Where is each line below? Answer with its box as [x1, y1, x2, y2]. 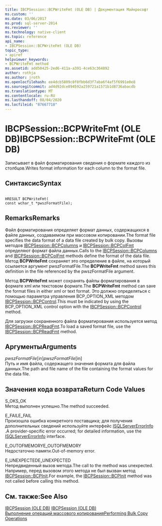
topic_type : [5, 48, 29, 53]
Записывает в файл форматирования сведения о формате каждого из [5, 160, 150, 166]
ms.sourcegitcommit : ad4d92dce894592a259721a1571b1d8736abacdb [5, 84, 136, 89]
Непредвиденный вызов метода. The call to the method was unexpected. [5, 463, 154, 469]
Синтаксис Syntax [5, 179, 62, 188]
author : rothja [5, 71, 36, 75]
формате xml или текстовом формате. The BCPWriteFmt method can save [5, 283, 156, 289]
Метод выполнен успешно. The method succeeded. [5, 403, 110, 409]
